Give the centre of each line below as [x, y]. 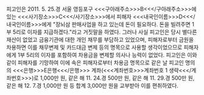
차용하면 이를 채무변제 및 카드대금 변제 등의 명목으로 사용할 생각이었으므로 [94, 47]
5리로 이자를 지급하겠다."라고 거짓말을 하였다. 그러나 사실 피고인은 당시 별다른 [105, 32]
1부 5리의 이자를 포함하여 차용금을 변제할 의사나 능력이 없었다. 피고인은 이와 [107, 55]
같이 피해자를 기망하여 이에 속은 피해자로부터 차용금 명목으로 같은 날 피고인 [95, 63]
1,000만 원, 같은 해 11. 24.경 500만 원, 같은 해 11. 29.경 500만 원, [117, 78]
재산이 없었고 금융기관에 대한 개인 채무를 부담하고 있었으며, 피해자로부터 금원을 [100, 40]
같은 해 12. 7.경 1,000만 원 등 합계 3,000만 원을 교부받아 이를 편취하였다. [93, 85]
